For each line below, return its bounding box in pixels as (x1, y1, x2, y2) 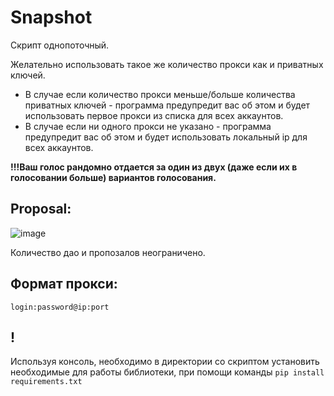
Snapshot (10, 6, 93, 29)
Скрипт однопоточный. (10, 39, 110, 51)
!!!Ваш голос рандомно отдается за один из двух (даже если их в (10, 161, 298, 173)
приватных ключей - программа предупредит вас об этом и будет (24, 99, 311, 111)
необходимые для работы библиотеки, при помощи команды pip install (10, 366, 325, 378)
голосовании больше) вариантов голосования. (10, 171, 217, 183)
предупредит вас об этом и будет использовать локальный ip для (24, 131, 308, 143)
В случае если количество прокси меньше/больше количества (24, 88, 296, 100)
